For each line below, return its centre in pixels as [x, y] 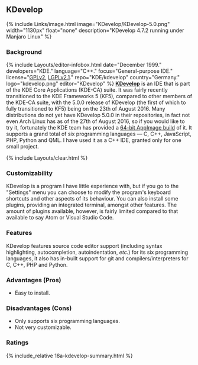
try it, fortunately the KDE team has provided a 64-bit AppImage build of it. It [99, 128]
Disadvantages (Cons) [39, 308]
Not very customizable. [43, 327]
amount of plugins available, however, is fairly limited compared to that [92, 211]
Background [24, 51]
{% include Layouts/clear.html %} [47, 158]
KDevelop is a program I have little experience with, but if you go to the [92, 186]
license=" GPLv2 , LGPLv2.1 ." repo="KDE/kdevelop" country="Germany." [93, 77]
